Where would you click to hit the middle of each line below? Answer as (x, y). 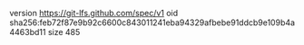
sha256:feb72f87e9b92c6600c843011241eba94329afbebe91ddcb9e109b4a (152, 22)
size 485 (64, 32)
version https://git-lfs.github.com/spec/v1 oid (94, 13)
